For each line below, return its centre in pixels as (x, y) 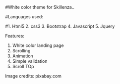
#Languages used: (24, 17)
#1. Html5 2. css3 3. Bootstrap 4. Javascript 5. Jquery (60, 26)
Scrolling (21, 51)
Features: (15, 36)
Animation (23, 56)
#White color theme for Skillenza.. (40, 7)
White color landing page (38, 45)
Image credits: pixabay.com (33, 76)
